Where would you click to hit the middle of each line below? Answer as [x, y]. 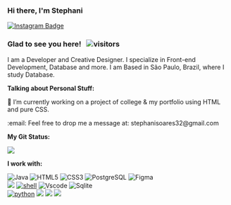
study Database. [31, 74]
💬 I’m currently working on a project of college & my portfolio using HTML [114, 101]
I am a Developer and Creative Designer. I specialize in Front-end [101, 59]
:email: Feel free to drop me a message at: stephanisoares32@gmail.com [113, 123]
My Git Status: [29, 137]
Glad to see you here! [44, 44]
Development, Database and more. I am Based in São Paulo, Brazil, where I [116, 67]
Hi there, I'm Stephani [45, 11]
